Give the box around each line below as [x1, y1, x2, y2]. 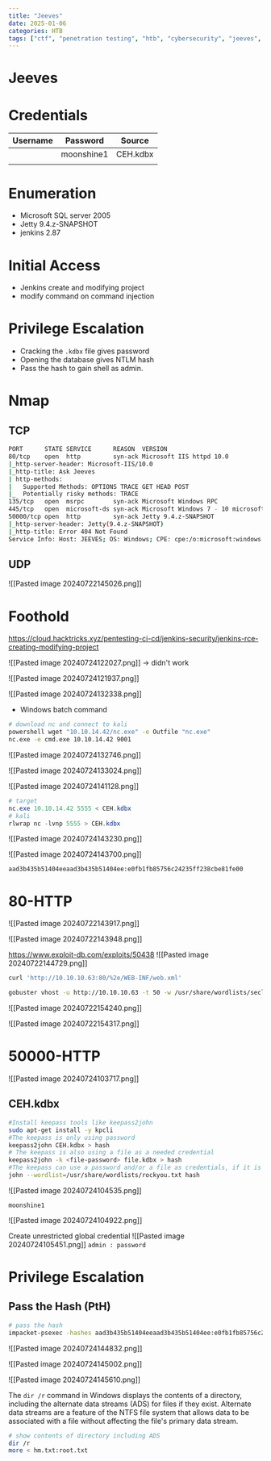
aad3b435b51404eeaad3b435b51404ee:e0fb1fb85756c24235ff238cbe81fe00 [8, 865, 244, 874]
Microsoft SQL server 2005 [19, 211, 111, 220]
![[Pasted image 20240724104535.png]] [8, 1185, 143, 1195]
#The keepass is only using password [8, 1133, 135, 1142]
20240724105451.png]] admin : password [8, 1239, 147, 1249]
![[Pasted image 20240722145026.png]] [8, 578, 143, 589]
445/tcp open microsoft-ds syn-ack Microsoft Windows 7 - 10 [8, 505, 229, 513]
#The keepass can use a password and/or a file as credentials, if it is [8, 1163, 262, 1172]
